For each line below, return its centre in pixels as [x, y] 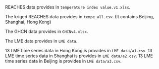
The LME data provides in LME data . [41, 41]
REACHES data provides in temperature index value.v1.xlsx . [68, 7]
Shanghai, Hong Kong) [28, 22]
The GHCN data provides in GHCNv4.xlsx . [47, 31]
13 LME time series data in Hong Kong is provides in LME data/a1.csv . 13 [79, 51]
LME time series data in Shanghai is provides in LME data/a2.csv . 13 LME [79, 56]
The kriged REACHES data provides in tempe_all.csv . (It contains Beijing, [80, 17]
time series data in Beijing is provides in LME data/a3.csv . [63, 61]
